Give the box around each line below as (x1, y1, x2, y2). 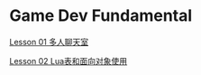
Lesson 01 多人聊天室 (9, 36, 88, 47)
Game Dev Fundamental (9, 5, 193, 26)
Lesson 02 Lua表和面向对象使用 (9, 55, 128, 66)
